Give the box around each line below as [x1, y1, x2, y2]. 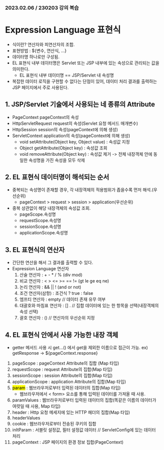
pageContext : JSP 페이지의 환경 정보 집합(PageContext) [12, 439, 124, 445]
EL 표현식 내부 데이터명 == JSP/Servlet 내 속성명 [19, 72, 114, 78]
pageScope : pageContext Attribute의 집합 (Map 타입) [12, 360, 119, 366]
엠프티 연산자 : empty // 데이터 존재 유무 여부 [19, 296, 106, 303]
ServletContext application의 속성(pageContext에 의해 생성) [12, 133, 131, 139]
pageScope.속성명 [19, 211, 56, 217]
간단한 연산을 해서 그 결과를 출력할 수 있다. [12, 259, 94, 266]
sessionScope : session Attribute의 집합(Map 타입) [12, 372, 113, 379]
